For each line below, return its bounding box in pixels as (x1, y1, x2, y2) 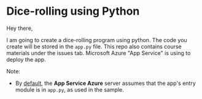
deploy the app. (6, 56, 46, 63)
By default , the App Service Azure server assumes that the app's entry (15, 79, 196, 87)
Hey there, (6, 24, 33, 32)
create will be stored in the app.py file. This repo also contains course (6, 43, 182, 50)
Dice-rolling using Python (6, 4, 140, 18)
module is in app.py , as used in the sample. (15, 86, 124, 93)
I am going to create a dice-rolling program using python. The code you (6, 36, 187, 43)
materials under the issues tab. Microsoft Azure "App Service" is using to (6, 49, 191, 56)
